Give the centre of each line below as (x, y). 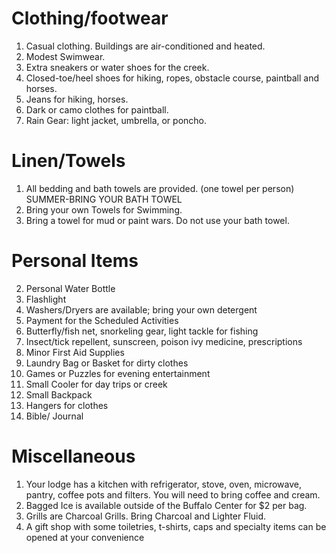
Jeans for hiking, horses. (77, 99)
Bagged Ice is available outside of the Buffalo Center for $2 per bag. (166, 505)
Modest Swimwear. (65, 56)
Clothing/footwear (90, 18)
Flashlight (46, 299)
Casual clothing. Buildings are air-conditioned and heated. (145, 46)
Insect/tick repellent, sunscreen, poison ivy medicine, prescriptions (164, 341)
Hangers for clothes (67, 405)
